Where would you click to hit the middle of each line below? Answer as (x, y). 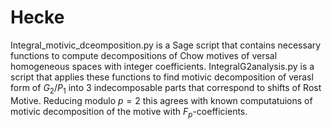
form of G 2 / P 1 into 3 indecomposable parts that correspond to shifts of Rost (166, 88)
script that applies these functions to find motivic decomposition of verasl (162, 77)
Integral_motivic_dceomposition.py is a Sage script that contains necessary (166, 45)
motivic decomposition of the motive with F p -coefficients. (129, 112)
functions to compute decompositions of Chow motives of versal (144, 55)
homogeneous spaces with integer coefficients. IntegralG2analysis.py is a (162, 66)
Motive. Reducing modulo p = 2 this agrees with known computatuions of (161, 100)
